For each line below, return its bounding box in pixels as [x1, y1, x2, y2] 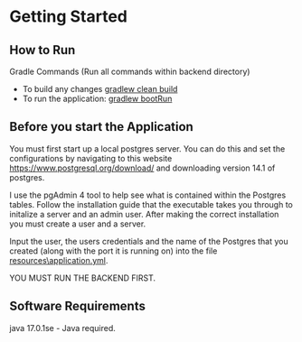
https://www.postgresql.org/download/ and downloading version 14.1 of [9, 162, 276, 173]
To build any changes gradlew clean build [22, 84, 178, 94]
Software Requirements [9, 299, 146, 314]
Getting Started [9, 6, 128, 27]
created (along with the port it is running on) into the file [9, 245, 218, 256]
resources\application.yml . [9, 254, 109, 265]
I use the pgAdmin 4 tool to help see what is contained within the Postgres [9, 189, 287, 200]
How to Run [9, 42, 76, 58]
